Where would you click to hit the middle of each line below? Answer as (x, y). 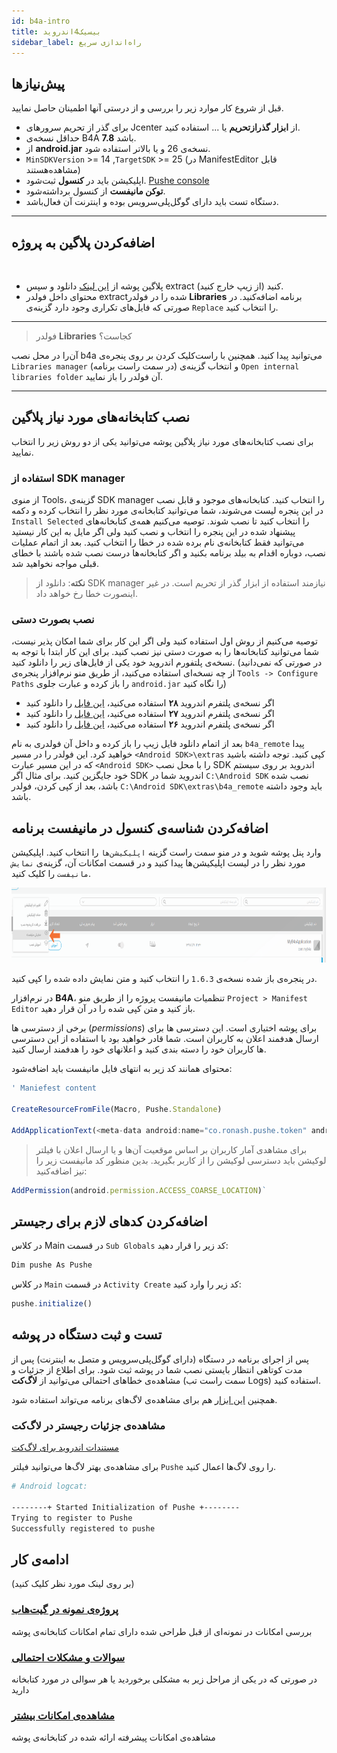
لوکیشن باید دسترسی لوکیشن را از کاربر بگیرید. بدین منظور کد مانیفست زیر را (181, 1160)
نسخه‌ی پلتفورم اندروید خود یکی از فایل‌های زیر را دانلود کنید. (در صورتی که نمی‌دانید (167, 662)
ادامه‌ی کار (40, 1559)
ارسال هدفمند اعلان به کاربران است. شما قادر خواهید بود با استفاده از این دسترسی (165, 1039)
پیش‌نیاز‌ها (38, 83)
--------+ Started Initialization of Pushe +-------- (126, 1507)
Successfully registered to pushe (83, 1528)
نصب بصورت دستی (53, 620)
